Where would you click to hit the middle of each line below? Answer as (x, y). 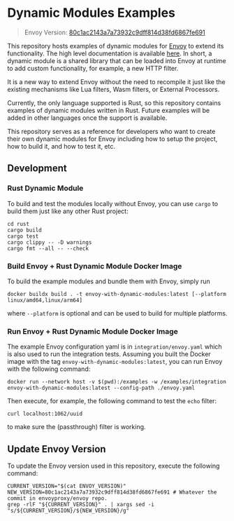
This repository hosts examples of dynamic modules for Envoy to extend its (116, 46)
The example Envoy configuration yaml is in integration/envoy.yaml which (115, 347)
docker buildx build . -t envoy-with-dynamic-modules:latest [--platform (117, 294)
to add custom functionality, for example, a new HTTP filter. (93, 68)
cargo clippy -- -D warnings (50, 242)
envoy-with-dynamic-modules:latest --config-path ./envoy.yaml (101, 388)
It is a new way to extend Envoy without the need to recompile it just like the (116, 81)
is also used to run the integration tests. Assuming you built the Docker (109, 354)
